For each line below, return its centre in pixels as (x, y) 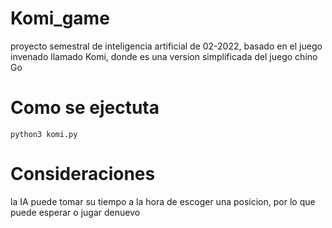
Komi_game (60, 18)
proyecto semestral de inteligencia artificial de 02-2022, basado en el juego (166, 46)
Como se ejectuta (85, 108)
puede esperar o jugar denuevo (75, 212)
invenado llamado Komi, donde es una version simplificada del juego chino (164, 56)
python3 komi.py (44, 134)
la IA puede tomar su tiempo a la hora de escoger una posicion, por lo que (163, 201)
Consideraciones (83, 174)
